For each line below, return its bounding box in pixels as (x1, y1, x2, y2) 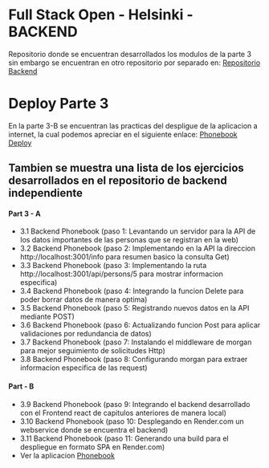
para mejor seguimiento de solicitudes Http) (19, 346, 166, 356)
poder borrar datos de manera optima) (19, 295, 148, 304)
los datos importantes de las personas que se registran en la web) (19, 235, 239, 245)
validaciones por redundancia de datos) (19, 329, 153, 339)
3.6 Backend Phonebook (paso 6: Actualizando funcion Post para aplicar (19, 320, 261, 330)
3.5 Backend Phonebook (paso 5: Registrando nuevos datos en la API (19, 303, 250, 313)
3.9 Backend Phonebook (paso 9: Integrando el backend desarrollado (19, 399, 251, 409)
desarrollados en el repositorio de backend (8, 174, 227, 188)
